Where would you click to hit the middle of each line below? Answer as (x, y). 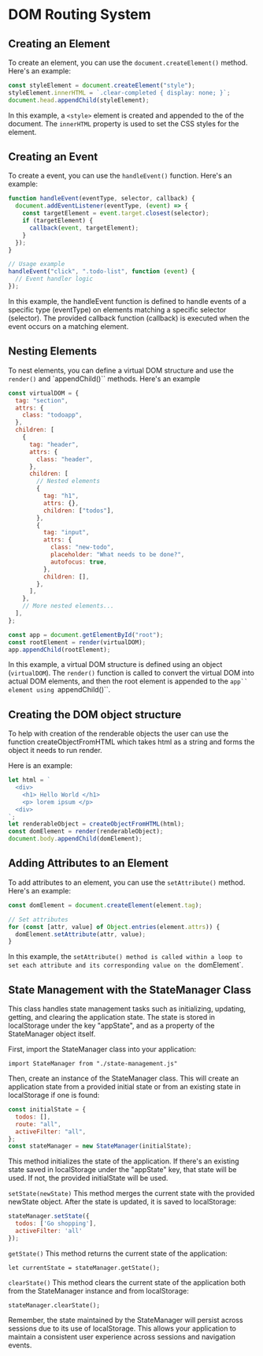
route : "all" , (38, 1124)
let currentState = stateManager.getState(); (84, 1268)
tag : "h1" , (61, 496)
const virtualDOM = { (44, 393)
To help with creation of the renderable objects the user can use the (119, 734)
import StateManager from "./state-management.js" (93, 1064)
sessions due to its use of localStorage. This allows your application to (122, 1328)
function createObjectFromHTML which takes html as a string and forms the (131, 742)
